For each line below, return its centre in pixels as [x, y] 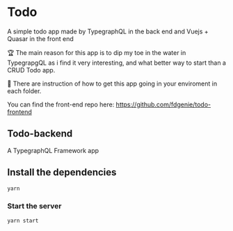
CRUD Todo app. [31, 70]
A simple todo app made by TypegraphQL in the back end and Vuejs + [108, 31]
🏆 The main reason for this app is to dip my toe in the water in [97, 52]
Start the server [34, 206]
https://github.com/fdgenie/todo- [163, 104]
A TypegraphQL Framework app [53, 150]
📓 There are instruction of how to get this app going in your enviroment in [112, 83]
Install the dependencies [62, 172]
